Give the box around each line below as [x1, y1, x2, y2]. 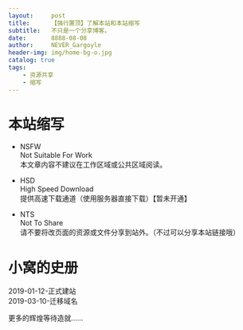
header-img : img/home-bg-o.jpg [8, 49, 112, 57]
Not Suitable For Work [19, 151, 93, 160]
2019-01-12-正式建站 [8, 286, 76, 296]
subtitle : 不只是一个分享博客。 [8, 26, 111, 34]
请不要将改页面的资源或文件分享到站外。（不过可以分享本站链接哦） [19, 228, 241, 238]
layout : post [8, 11, 66, 20]
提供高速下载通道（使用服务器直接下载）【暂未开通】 [19, 194, 191, 203]
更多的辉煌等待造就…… [8, 313, 84, 323]
